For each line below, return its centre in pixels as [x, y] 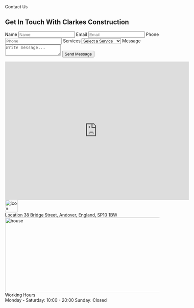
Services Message [102, 41]
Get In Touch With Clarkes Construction [67, 22]
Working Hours [20, 295]
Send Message [78, 54]
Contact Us [16, 7]
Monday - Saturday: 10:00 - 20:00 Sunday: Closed [56, 300]
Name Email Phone [82, 34]
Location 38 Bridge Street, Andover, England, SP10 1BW [61, 215]
